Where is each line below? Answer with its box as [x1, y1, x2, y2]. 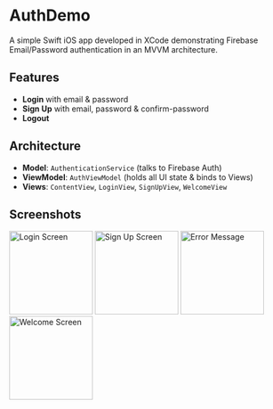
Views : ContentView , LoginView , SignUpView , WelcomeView [21, 181, 228, 192]
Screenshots [9, 207, 82, 222]
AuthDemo [9, 5, 91, 26]
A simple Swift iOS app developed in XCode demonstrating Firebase [9, 35, 259, 45]
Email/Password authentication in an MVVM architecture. [9, 44, 218, 54]
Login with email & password [21, 94, 129, 104]
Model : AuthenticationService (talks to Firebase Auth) [21, 162, 222, 173]
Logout [21, 112, 50, 123]
